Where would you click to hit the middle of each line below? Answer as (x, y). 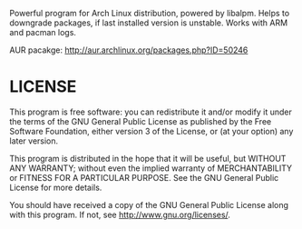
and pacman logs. (43, 32)
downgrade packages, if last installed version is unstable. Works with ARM (149, 23)
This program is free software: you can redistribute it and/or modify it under (151, 112)
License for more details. (56, 187)
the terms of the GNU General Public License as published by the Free (141, 121)
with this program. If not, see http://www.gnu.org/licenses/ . (120, 214)
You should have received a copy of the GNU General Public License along (149, 204)
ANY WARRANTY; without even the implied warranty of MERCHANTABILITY (151, 168)
